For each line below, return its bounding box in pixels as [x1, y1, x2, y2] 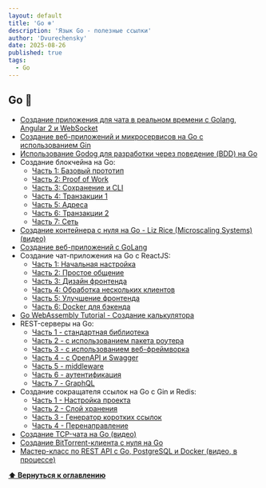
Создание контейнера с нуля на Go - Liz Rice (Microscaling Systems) [19, 225, 253, 234]
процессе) [19, 454, 56, 464]
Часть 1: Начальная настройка [31, 259, 136, 269]
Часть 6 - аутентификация [31, 370, 121, 379]
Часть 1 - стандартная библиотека [31, 327, 149, 337]
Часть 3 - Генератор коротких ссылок [31, 412, 162, 422]
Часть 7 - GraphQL [31, 378, 96, 388]
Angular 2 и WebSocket [19, 123, 98, 133]
